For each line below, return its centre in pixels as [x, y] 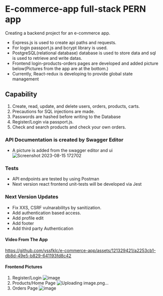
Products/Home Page [34, 283]
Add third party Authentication [43, 228]
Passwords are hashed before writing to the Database [66, 117]
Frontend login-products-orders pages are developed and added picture [85, 63]
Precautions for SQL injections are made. [54, 111]
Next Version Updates [32, 197]
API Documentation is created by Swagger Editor [64, 140]
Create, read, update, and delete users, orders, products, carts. [76, 106]
